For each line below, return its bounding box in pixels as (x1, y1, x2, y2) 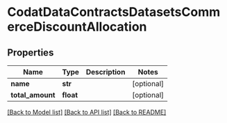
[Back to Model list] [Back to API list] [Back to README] (7, 108, 167, 116)
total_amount (10, 90, 56, 99)
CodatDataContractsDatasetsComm (7, 4, 221, 20)
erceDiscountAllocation (7, 19, 147, 35)
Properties (7, 47, 54, 58)
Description (85, 67, 126, 76)
